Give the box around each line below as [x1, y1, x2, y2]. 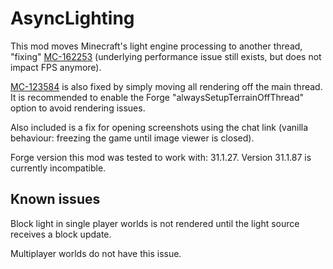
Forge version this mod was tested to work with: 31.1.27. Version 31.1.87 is [10, 151, 312, 163]
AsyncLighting [10, 7, 135, 30]
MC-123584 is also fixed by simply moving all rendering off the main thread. [10, 80, 323, 92]
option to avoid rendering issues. [10, 102, 146, 114]
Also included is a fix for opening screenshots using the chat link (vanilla [10, 121, 309, 133]
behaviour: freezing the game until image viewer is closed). [10, 132, 255, 144]
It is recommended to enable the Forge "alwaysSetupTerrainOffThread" [10, 91, 305, 103]
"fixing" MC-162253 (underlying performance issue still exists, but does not [10, 50, 322, 62]
